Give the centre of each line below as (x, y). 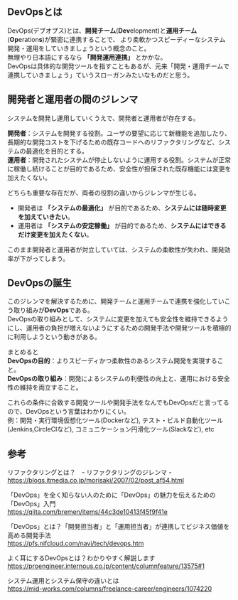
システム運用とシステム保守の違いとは (63, 581)
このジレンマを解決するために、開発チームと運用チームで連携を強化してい (116, 301)
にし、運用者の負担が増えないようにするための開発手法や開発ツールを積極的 (119, 328)
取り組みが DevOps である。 (53, 310)
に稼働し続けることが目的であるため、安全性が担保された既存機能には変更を (119, 168)
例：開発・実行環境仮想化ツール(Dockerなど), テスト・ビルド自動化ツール (115, 420)
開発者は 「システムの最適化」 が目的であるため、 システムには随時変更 (122, 208)
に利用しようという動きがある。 (54, 337)
